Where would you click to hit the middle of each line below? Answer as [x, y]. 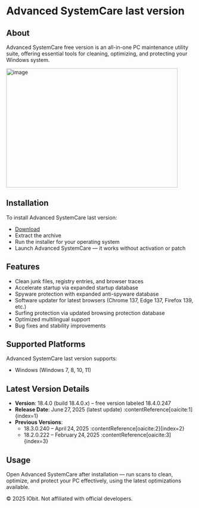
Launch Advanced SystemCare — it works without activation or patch [100, 248]
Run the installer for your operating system [67, 241]
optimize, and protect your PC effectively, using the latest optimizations [94, 481]
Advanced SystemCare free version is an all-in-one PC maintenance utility [97, 47]
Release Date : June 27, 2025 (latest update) [68, 410]
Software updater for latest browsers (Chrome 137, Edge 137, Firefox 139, [104, 300]
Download [27, 229]
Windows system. [28, 60]
